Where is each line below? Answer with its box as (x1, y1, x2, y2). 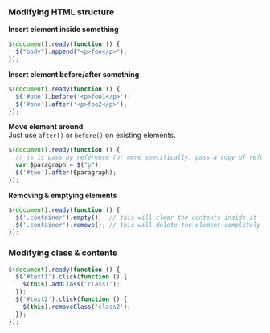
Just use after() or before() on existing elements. (8, 131, 176, 140)
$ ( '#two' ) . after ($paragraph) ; (15, 169, 117, 177)
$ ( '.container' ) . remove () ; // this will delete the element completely (15, 221, 261, 229)
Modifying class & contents (8, 247, 118, 258)
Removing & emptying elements (8, 190, 117, 200)
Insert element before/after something (8, 69, 140, 79)
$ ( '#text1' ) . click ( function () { (15, 273, 128, 281)
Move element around (8, 122, 84, 132)
